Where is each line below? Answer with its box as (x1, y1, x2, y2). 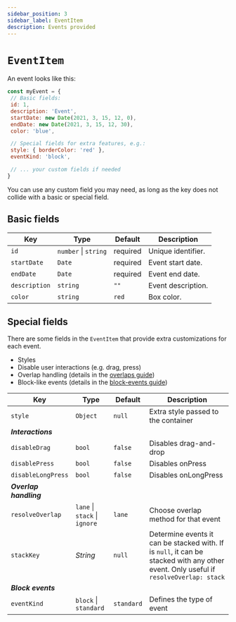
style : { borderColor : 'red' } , (10, 147, 105, 154)
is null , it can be (149, 547, 204, 557)
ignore (75, 520, 98, 528)
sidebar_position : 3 (7, 10, 68, 18)
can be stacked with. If (149, 538, 224, 548)
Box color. (148, 292, 182, 302)
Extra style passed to (149, 407, 219, 417)
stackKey (11, 551, 40, 559)
